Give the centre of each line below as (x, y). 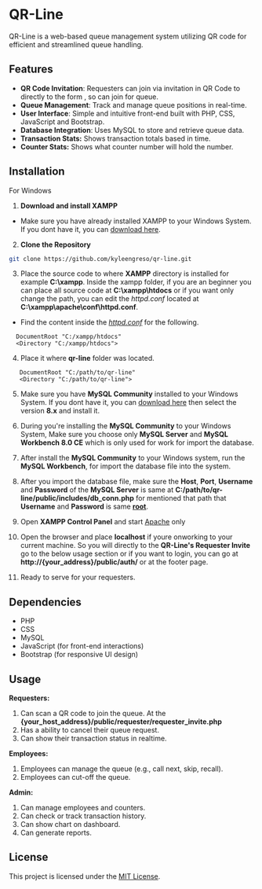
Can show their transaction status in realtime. (93, 738)
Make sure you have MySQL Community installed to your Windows (129, 394)
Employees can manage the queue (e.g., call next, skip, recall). (122, 769)
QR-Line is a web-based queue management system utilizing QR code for (128, 36)
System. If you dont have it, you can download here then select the (128, 402)
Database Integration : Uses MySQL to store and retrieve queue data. (132, 130)
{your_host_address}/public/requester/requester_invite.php (121, 722)
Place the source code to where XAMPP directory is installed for (125, 274)
